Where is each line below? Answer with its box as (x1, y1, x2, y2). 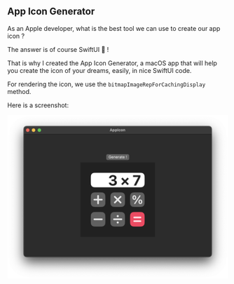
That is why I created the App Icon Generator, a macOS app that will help (7, 59, 217, 67)
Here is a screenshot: (7, 101, 69, 109)
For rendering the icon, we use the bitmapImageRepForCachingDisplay (7, 80, 206, 88)
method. (7, 87, 32, 95)
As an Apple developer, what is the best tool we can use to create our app (7, 24, 221, 32)
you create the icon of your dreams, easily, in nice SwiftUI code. (7, 66, 192, 74)
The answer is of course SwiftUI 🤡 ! (7, 45, 109, 53)
